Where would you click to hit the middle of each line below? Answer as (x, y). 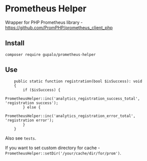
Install (15, 43)
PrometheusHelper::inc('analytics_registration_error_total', (70, 116)
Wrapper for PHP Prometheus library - (44, 22)
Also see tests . (21, 138)
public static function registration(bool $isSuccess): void (78, 81)
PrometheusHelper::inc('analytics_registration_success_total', (73, 99)
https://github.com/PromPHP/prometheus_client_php (59, 27)
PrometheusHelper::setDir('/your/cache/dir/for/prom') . (63, 153)
